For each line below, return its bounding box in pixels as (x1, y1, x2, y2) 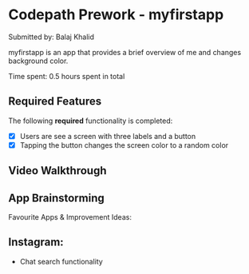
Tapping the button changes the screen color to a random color (19, 140, 229, 149)
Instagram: (8, 236, 64, 249)
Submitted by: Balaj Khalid (8, 32, 94, 42)
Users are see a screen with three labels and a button (19, 131, 196, 141)
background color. (8, 56, 69, 66)
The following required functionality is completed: (8, 116, 173, 125)
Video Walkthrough (8, 164, 107, 177)
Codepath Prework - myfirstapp (8, 6, 224, 24)
